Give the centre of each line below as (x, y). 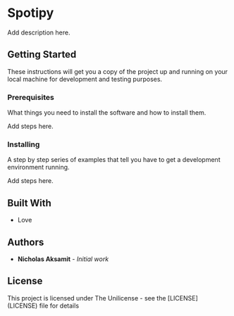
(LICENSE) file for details (43, 305)
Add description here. (39, 32)
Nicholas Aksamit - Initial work (63, 259)
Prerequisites (31, 97)
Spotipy (31, 13)
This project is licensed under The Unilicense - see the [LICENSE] (103, 298)
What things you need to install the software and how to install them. (107, 113)
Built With (29, 203)
